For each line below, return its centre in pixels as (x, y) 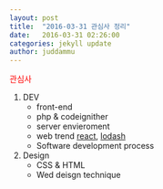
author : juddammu (42, 52)
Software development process (95, 146)
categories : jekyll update (61, 43)
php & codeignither (72, 117)
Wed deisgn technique (78, 175)
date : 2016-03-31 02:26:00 (65, 35)
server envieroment (73, 126)
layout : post (34, 18)
